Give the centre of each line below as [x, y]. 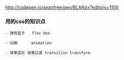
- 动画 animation [28, 43]
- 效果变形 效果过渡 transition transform [48, 53]
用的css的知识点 [25, 21]
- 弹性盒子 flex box [28, 33]
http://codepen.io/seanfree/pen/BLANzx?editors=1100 [62, 7]
